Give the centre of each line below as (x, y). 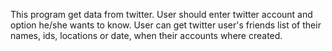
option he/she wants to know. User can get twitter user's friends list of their (166, 25)
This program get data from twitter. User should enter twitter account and (161, 14)
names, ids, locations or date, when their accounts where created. (146, 35)
